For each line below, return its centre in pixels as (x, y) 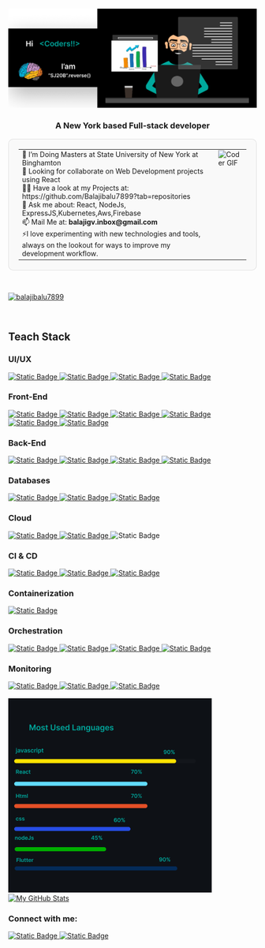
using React (41, 180)
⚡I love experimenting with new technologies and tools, (112, 234)
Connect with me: (43, 918)
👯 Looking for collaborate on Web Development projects (113, 171)
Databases (29, 480)
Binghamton (42, 163)
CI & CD (23, 555)
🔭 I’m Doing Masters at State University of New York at (110, 155)
